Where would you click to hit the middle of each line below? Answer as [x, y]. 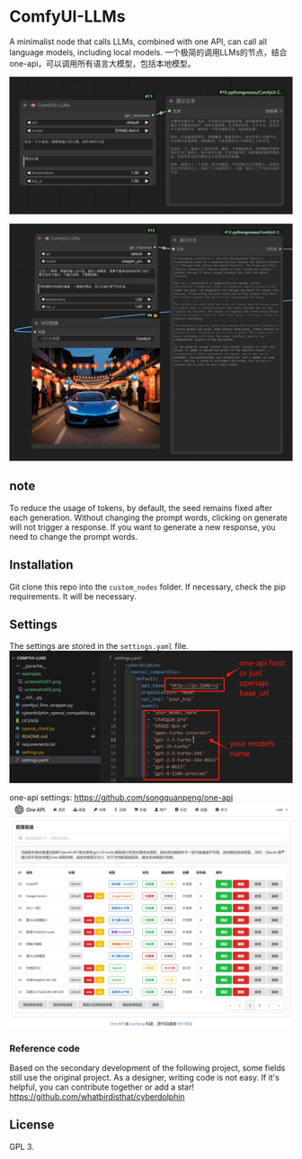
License [32, 1125]
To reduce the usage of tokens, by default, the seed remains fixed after [141, 507]
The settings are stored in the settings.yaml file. [99, 646]
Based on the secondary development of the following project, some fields [147, 1068]
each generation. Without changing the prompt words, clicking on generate [148, 517]
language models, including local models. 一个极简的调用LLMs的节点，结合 [148, 52]
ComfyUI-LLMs [67, 17]
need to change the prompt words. [73, 536]
